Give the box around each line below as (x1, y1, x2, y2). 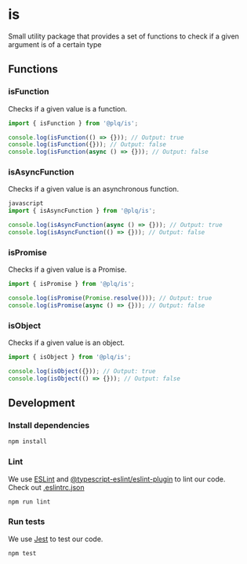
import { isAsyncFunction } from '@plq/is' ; (8, 207, 156, 215)
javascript (8, 200, 44, 207)
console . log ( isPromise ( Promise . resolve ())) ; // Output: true (8, 295, 212, 302)
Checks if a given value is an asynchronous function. (8, 185, 179, 194)
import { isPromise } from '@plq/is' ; (8, 280, 135, 288)
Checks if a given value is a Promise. (8, 265, 127, 274)
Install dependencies (8, 420, 90, 431)
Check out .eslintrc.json (8, 482, 85, 492)
